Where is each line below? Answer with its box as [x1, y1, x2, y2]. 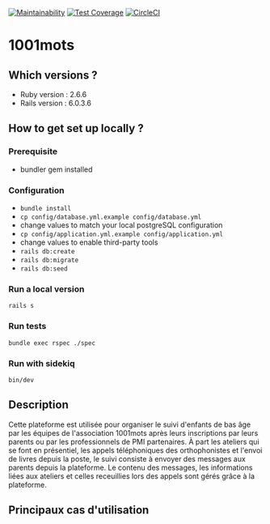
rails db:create [19, 247, 75, 255]
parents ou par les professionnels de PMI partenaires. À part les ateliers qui [8, 437, 260, 446]
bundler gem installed [19, 164, 93, 174]
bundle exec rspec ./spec [8, 339, 95, 347]
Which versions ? [8, 68, 99, 82]
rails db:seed [19, 264, 68, 273]
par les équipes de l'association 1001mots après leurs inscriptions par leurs [8, 428, 259, 437]
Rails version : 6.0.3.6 [19, 98, 91, 108]
